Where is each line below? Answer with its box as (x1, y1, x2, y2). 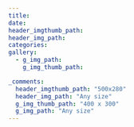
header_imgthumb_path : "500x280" (15, 85, 127, 93)
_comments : (8, 77, 45, 86)
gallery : (8, 48, 37, 56)
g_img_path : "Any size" (15, 107, 94, 115)
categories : (8, 41, 48, 49)
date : (8, 19, 26, 27)
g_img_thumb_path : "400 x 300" (15, 100, 120, 108)
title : (8, 11, 30, 20)
